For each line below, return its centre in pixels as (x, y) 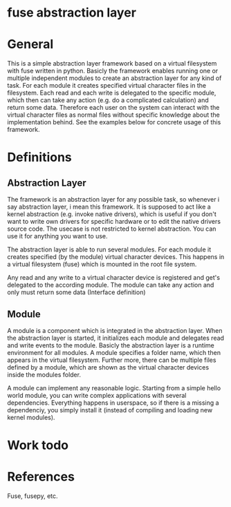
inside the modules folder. (44, 374)
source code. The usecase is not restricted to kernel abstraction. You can (112, 229)
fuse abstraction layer (72, 13)
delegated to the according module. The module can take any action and (111, 285)
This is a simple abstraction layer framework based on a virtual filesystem (112, 64)
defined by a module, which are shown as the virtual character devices (108, 367)
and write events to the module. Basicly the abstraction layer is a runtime (111, 345)
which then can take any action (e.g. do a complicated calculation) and (108, 100)
